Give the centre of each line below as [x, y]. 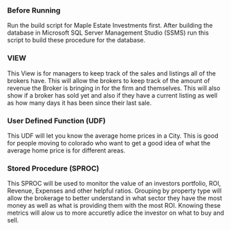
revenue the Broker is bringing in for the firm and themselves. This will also [114, 88]
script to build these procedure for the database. [76, 40]
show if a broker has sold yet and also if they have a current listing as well [112, 95]
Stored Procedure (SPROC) [53, 168]
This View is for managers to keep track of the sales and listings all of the [112, 73]
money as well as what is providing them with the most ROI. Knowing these [114, 206]
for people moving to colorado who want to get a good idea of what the [109, 143]
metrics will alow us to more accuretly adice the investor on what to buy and [116, 213]
